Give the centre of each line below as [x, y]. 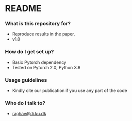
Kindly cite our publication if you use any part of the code [69, 91]
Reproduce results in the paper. [43, 34]
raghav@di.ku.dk [29, 114]
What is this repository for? [38, 24]
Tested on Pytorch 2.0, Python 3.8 [46, 67]
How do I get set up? [30, 52]
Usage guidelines [26, 80]
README [23, 8]
